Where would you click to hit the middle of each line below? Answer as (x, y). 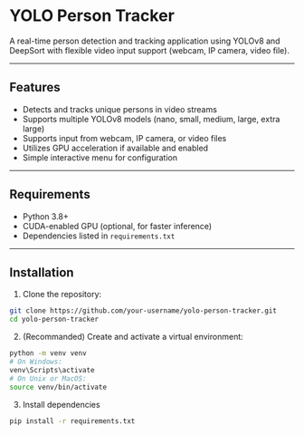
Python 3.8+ (46, 216)
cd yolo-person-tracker (54, 319)
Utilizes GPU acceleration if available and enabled (115, 148)
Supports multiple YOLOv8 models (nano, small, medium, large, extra (151, 119)
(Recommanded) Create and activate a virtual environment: (133, 337)
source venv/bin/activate (58, 387)
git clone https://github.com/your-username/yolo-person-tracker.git (143, 311)
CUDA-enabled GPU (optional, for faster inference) (117, 226)
